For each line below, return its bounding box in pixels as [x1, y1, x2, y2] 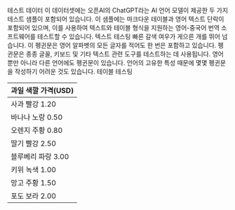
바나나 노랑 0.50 [11, 113, 63, 122]
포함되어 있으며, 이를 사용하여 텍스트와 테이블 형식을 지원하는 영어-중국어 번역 [7, 24, 220, 31]
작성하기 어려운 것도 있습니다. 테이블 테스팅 [14, 67, 133, 76]
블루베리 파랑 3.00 [11, 152, 69, 161]
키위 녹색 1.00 [11, 165, 56, 174]
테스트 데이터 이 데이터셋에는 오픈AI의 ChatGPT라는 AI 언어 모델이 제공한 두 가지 [7, 6, 229, 14]
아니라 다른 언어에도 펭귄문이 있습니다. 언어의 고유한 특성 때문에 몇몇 [20, 59, 208, 66]
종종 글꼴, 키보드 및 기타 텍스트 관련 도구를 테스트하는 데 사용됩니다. [25, 50, 211, 58]
